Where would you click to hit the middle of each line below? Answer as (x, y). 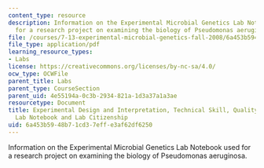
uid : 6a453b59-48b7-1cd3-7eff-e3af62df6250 (81, 125)
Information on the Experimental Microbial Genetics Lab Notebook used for (130, 147)
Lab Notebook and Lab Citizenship (71, 118)
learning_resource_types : (50, 52)
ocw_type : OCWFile (38, 74)
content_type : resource (47, 15)
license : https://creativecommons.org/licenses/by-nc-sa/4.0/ (112, 67)
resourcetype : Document (47, 103)
